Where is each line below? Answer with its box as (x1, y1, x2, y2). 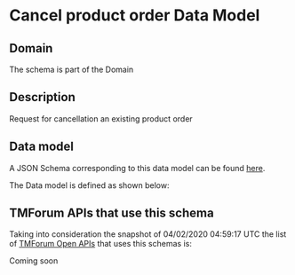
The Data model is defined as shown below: (9, 179, 170, 191)
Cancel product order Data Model (9, 5, 260, 26)
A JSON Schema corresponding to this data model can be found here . (9, 162, 266, 173)
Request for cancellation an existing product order (9, 113, 193, 124)
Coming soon (9, 255, 59, 266)
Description (9, 90, 76, 105)
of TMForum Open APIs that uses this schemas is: (9, 239, 193, 249)
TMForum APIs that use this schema (9, 206, 215, 221)
